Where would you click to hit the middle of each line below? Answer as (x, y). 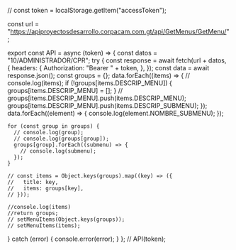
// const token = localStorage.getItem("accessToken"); (87, 10)
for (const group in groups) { (54, 126)
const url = (23, 24)
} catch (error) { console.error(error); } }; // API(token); (87, 239)
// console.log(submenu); (58, 151)
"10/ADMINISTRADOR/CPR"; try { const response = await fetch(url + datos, (117, 60)
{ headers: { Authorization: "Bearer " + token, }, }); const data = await (108, 68)
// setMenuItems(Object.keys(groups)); (66, 219)
